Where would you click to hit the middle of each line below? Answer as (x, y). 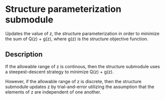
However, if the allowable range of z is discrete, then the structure (73, 81)
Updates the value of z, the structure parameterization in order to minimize (82, 33)
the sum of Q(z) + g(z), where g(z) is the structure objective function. (77, 39)
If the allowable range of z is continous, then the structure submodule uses (83, 66)
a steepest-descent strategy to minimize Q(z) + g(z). (59, 72)
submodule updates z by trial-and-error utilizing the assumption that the (80, 87)
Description (24, 54)
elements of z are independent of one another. (53, 92)
